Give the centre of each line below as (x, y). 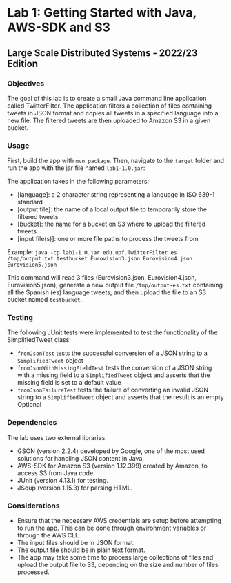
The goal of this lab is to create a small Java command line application (107, 98)
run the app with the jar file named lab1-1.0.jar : (76, 168)
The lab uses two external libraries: (57, 437)
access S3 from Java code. (56, 473)
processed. (33, 572)
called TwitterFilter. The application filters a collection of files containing (110, 106)
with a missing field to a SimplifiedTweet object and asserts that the (113, 375)
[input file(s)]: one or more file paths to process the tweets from (108, 239)
